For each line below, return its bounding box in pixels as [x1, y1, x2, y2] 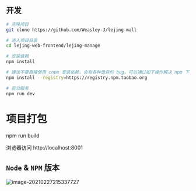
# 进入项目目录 [6, 37, 38, 43]
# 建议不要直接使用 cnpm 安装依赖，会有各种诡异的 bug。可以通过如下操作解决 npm [6, 70, 183, 75]
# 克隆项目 [6, 21, 29, 27]
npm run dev [6, 91, 35, 96]
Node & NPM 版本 [6, 162, 60, 172]
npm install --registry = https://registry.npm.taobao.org [6, 75, 148, 81]
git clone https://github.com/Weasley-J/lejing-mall [6, 27, 137, 33]
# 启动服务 [6, 85, 29, 91]
